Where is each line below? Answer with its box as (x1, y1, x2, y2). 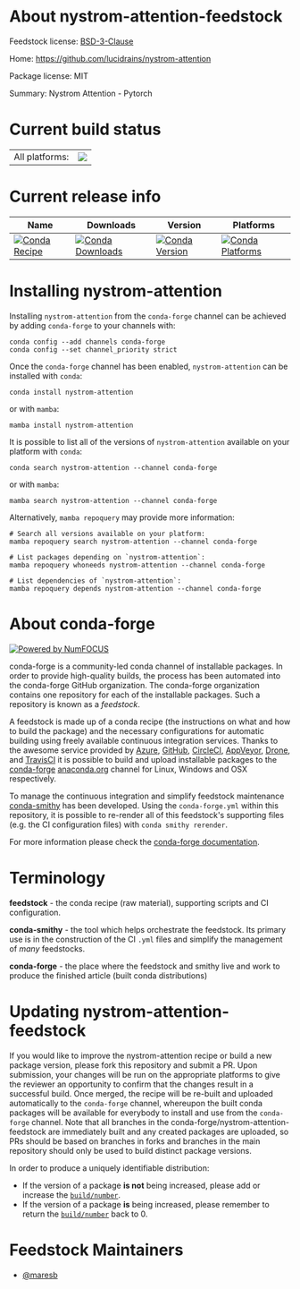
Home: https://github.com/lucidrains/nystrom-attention (9, 53, 212, 64)
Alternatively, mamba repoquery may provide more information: (9, 512, 235, 523)
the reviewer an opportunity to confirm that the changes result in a (9, 1079, 254, 1089)
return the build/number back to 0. (21, 1208, 148, 1219)
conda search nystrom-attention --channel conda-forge (9, 463, 218, 472)
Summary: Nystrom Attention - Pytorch (9, 88, 154, 98)
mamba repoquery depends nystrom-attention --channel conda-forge (9, 584, 262, 593)
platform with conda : (9, 446, 83, 457)
